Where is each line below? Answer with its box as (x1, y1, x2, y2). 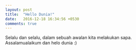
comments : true (5, 21, 37, 26)
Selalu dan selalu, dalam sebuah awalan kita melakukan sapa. (5, 35, 132, 41)
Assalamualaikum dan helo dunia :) (5, 40, 77, 46)
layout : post (5, 7, 32, 12)
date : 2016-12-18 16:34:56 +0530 (5, 16, 79, 21)
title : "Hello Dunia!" (5, 12, 55, 17)
